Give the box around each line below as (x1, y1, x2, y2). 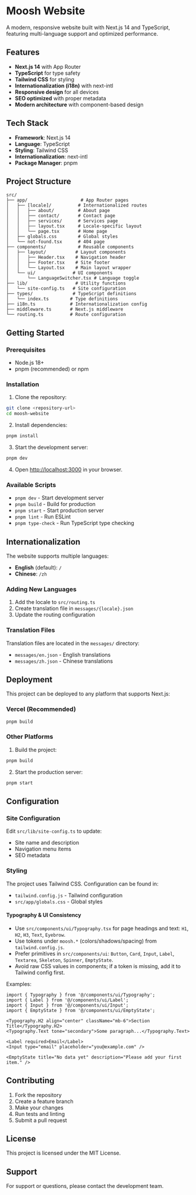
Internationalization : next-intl (14, 153, 88, 160)
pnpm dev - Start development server (14, 494, 104, 501)
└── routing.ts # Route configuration (6, 312, 127, 318)
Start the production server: (14, 768, 83, 776)
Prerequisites (6, 346, 46, 354)
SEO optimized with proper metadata (14, 94, 106, 102)
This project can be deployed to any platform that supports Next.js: (6, 690, 170, 697)
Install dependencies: (14, 422, 68, 429)
